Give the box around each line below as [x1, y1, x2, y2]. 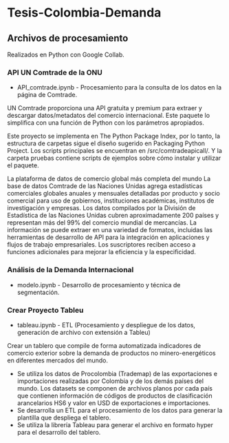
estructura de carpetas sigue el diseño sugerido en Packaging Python [7, 139, 205, 147]
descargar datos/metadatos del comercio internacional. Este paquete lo [7, 112, 210, 120]
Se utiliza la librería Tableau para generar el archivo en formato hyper [17, 420, 214, 429]
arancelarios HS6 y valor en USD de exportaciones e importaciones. [17, 398, 211, 407]
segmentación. [17, 288, 60, 296]
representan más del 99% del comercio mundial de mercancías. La [7, 218, 197, 227]
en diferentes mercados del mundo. [7, 356, 109, 364]
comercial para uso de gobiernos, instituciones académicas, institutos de [7, 196, 215, 205]
